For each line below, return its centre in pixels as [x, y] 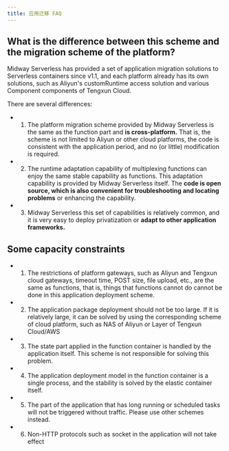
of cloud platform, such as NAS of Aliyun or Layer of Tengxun [114, 324]
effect [36, 441]
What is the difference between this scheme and [113, 42]
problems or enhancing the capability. [81, 198]
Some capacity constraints [66, 249]
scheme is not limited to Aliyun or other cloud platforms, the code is [123, 139]
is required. [43, 154]
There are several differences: [50, 104]
